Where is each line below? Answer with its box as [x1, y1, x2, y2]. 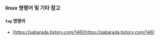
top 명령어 [5, 17, 26, 23]
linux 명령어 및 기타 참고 [5, 4, 60, 11]
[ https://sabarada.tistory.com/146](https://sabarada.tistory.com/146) [12, 29, 155, 35]
